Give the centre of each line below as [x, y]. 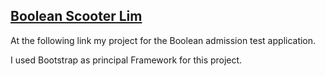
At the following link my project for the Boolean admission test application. [163, 40]
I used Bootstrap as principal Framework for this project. [126, 60]
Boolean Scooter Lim [76, 16]
